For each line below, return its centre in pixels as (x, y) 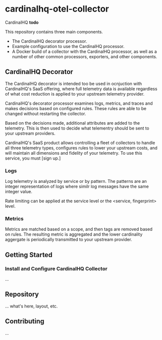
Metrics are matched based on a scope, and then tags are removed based (79, 229)
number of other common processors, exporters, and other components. (84, 56)
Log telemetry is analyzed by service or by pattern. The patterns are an (76, 181)
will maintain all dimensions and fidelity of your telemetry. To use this (74, 153)
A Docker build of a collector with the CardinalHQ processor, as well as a (84, 51)
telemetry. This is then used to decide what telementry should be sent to (77, 128)
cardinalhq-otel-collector (57, 9)
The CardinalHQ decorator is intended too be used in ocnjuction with (74, 83)
